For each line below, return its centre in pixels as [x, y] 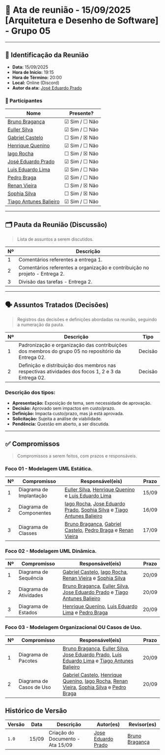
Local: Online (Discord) [36, 83]
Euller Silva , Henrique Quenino [100, 490]
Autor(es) [108, 725]
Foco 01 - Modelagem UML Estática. [49, 468]
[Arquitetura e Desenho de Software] [82, 20]
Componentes [35, 513]
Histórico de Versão [36, 711]
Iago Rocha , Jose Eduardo [95, 504]
